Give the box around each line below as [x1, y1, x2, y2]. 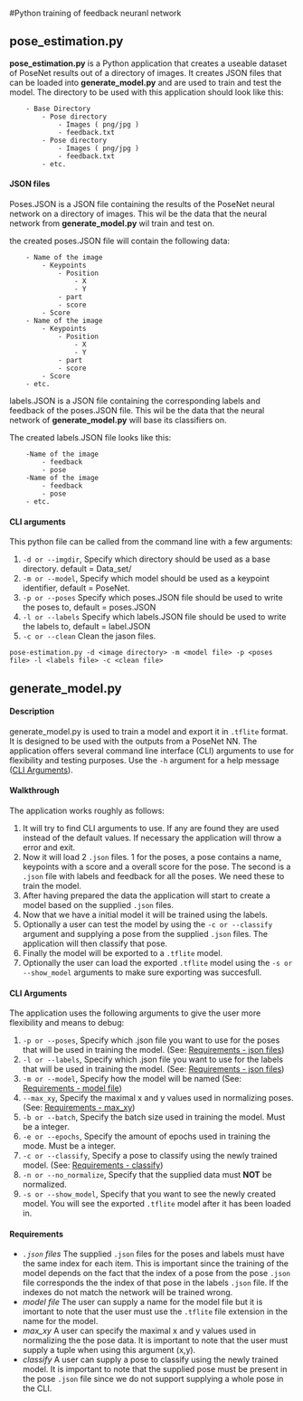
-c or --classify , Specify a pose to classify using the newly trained [22, 1150, 278, 1161]
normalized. [22, 1179, 68, 1190]
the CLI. [22, 1383, 52, 1394]
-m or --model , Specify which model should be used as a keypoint [22, 573, 270, 584]
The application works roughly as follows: [9, 805, 165, 817]
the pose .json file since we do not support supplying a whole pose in [22, 1374, 284, 1385]
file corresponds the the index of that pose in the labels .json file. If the [22, 1277, 289, 1288]
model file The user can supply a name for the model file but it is [22, 1297, 263, 1308]
